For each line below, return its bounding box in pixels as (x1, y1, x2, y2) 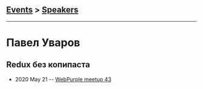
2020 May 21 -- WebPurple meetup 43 (14, 75, 112, 83)
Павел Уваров (6, 36, 80, 49)
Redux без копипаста (6, 60, 91, 70)
